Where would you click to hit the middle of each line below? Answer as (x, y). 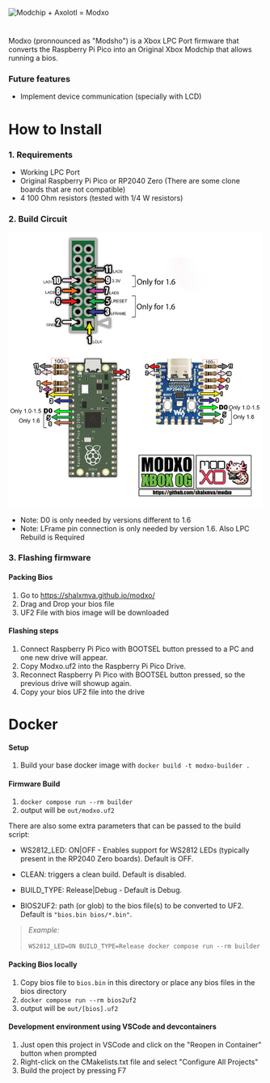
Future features (40, 79)
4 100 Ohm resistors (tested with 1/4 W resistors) (101, 197)
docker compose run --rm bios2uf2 (78, 1000)
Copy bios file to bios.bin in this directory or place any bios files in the (137, 982)
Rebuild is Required (52, 537)
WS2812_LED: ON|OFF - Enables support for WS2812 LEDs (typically (135, 850)
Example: (44, 930)
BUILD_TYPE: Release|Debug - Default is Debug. (101, 891)
